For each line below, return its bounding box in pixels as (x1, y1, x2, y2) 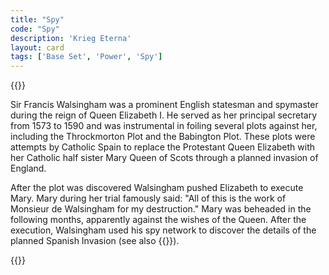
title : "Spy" (10, 14, 65, 25)
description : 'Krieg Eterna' (10, 33, 132, 43)
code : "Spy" (10, 24, 60, 34)
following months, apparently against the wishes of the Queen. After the (10, 214, 307, 226)
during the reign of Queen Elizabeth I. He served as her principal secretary (10, 109, 318, 121)
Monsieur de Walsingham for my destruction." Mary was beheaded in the (10, 203, 312, 215)
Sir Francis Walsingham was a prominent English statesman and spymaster (10, 99, 319, 111)
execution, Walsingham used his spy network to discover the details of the (10, 224, 317, 236)
